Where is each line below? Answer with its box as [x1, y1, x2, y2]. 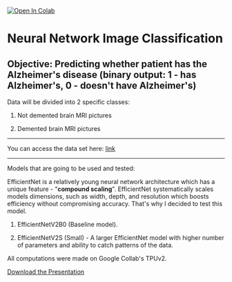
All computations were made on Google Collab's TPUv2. [7, 254, 167, 262]
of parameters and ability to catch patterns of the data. [17, 241, 174, 249]
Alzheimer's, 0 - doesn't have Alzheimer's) [7, 79, 197, 91]
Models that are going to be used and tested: [7, 164, 135, 172]
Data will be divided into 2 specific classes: [7, 98, 130, 106]
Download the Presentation [7, 268, 85, 276]
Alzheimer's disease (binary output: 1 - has [7, 69, 197, 81]
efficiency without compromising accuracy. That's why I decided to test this [7, 200, 223, 208]
